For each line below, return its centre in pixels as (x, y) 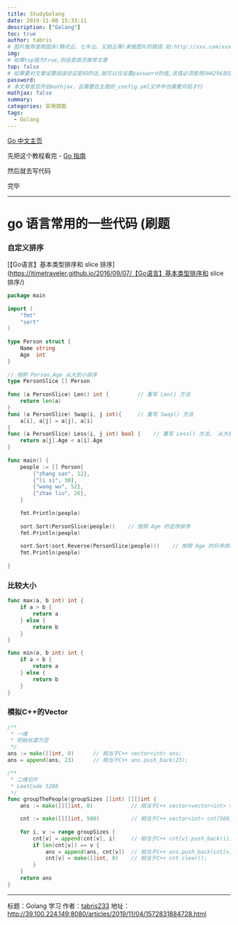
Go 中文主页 (25, 140)
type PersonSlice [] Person (49, 381)
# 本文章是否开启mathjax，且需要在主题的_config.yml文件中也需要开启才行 (105, 87)
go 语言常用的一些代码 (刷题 (89, 223)
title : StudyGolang (36, 14)
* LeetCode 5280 (34, 786)
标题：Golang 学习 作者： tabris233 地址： (68, 906)
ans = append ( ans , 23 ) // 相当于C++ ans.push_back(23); (98, 760)
